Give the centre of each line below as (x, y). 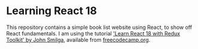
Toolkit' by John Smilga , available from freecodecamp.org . (78, 40)
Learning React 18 (52, 11)
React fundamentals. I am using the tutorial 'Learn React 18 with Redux (93, 33)
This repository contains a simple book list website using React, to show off (99, 27)
